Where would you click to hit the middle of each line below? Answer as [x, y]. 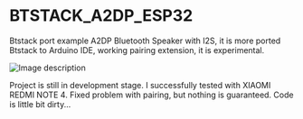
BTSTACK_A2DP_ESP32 [101, 16]
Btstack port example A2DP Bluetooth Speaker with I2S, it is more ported [145, 41]
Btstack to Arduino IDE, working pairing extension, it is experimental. [137, 50]
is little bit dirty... [40, 104]
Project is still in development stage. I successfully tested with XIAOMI [140, 85]
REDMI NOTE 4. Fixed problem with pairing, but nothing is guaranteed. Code [151, 95]
